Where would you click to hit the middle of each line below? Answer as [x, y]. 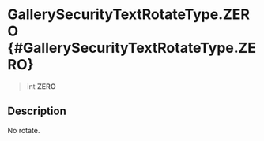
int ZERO [41, 86]
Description [37, 111]
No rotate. [24, 130]
